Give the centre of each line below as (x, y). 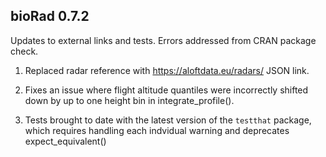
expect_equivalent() (65, 141)
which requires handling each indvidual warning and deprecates (157, 130)
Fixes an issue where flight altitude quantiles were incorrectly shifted (166, 90)
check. (24, 51)
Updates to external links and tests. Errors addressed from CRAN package (163, 40)
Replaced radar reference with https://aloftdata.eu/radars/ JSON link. (167, 70)
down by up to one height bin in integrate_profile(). (129, 100)
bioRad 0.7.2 (50, 16)
